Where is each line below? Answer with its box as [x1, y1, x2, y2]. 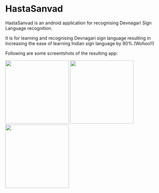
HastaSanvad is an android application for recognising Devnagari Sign [5, 20, 152, 26]
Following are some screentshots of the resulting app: [5, 50, 118, 56]
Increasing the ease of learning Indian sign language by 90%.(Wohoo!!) [5, 40, 155, 46]
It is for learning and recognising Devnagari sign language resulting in [5, 35, 151, 41]
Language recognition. [5, 25, 52, 31]
